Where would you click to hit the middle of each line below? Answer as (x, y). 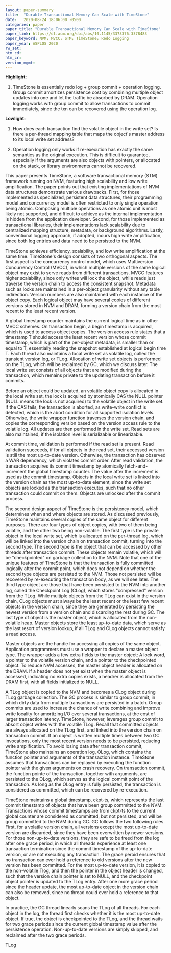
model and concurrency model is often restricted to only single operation (82, 203)
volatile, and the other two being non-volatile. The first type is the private (82, 531)
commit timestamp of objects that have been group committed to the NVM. (84, 805)
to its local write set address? (43, 139)
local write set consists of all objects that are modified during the (74, 370)
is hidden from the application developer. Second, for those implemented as (85, 219)
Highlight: (16, 77)
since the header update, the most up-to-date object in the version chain (82, 887)
